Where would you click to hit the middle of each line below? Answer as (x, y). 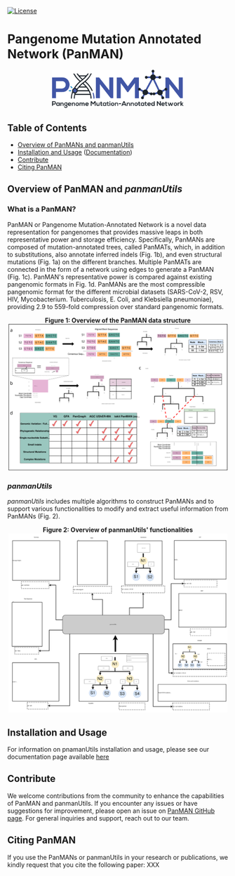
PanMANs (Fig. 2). (34, 516)
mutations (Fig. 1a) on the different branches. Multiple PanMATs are (105, 262)
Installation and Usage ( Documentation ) (75, 152)
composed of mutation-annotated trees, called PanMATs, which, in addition (116, 247)
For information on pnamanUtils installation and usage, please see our (108, 749)
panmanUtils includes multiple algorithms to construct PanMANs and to (110, 502)
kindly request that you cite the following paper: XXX (83, 865)
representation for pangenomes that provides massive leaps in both (105, 232)
